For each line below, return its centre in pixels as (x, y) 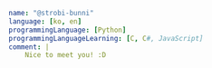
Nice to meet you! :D (65, 55)
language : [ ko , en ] (45, 21)
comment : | (29, 47)
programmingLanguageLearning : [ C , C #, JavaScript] (106, 38)
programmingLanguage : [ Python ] (67, 30)
